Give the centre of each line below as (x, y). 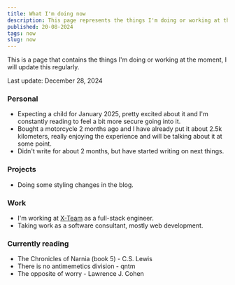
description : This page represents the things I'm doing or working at (114, 20)
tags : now (22, 33)
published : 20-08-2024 (40, 27)
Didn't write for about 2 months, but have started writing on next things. (121, 151)
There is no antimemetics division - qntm (76, 266)
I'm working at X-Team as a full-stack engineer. (85, 218)
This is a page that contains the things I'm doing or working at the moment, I (117, 60)
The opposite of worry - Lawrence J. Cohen (81, 274)
